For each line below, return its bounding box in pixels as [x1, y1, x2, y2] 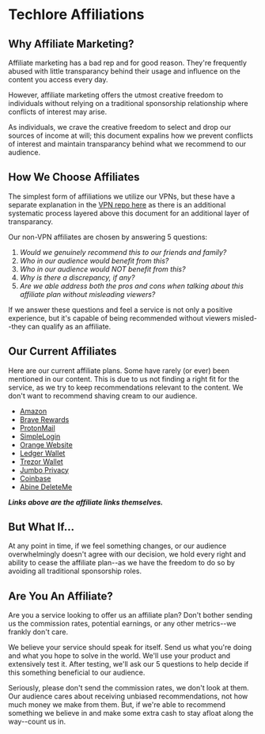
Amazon [19, 406, 47, 416]
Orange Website [19, 439, 73, 449]
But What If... [8, 520, 75, 534]
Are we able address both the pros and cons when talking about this [19, 281, 244, 291]
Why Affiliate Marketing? [8, 37, 134, 51]
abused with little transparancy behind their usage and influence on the [8, 67, 241, 76]
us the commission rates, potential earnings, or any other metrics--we [8, 619, 237, 629]
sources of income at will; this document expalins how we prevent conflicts [8, 131, 253, 140]
